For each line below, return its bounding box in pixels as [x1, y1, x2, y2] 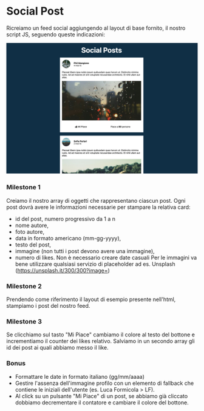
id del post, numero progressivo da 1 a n [15, 215, 115, 222]
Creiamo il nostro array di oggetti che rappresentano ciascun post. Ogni [6, 197, 186, 204]
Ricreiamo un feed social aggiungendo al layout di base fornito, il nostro [6, 24, 186, 32]
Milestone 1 [6, 183, 41, 192]
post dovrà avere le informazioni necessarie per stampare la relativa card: [6, 203, 191, 211]
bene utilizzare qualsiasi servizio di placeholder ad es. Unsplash [15, 260, 175, 268]
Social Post [6, 4, 64, 18]
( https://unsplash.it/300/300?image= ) [15, 267, 110, 274]
